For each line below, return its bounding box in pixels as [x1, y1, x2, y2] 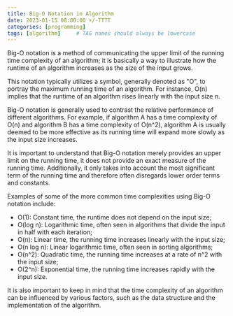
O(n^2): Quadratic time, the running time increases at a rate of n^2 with [17, 250, 223, 259]
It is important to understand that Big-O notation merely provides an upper [7, 149, 222, 157]
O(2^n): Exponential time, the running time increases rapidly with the [17, 265, 216, 273]
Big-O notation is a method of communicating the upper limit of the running [7, 49, 225, 57]
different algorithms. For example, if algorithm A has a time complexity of [7, 113, 218, 122]
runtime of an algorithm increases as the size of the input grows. [7, 64, 194, 72]
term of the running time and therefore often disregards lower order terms [7, 171, 220, 180]
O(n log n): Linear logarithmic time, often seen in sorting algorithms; [17, 243, 213, 252]
